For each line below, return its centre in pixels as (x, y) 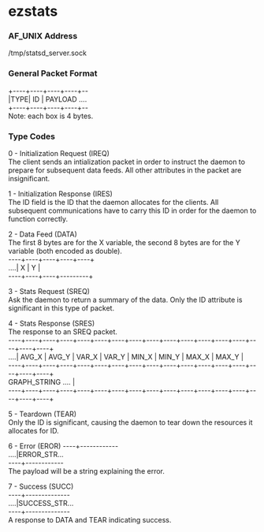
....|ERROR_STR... (36, 455)
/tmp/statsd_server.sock (47, 53)
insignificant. (29, 179)
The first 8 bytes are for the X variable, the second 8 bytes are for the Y (124, 243)
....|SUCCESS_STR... (41, 504)
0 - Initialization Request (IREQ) (59, 154)
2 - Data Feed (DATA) (43, 234)
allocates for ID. (33, 431)
